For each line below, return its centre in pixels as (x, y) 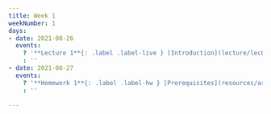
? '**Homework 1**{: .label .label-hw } (92, 83)
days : (17, 31)
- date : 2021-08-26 (41, 38)
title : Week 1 (32, 16)
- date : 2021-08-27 (41, 68)
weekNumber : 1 (32, 23)
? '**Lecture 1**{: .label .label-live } (93, 53)
